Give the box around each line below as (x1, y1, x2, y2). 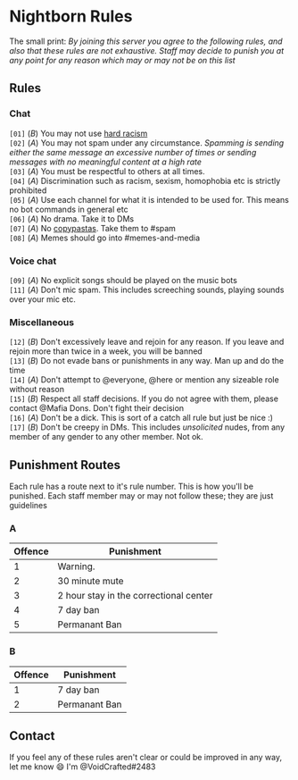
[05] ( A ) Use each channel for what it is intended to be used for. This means (9, 194, 290, 205)
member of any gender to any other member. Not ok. (9, 432, 203, 442)
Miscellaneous (9, 315, 74, 328)
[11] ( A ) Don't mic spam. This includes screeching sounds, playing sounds (9, 284, 285, 295)
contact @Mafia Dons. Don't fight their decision (9, 403, 185, 414)
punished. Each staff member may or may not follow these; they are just (9, 491, 274, 501)
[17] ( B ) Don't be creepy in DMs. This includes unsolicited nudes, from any (9, 422, 286, 432)
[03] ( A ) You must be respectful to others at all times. (9, 165, 205, 176)
